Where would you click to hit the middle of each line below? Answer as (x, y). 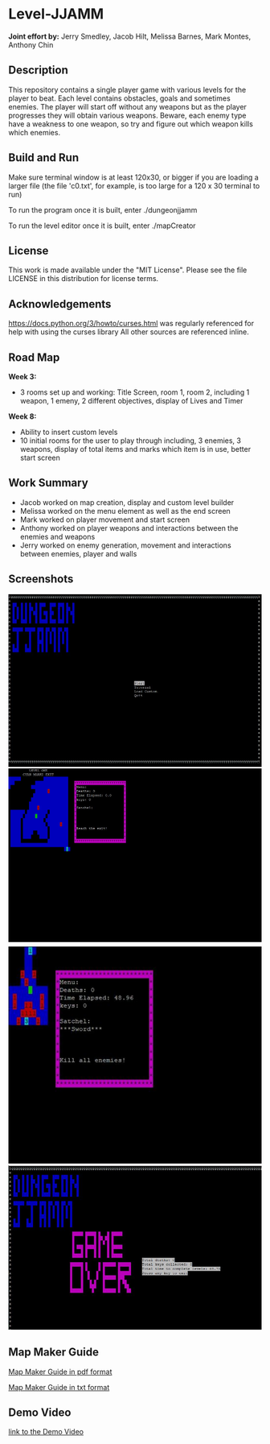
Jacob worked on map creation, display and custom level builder (127, 502)
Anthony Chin (31, 44)
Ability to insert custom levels (69, 432)
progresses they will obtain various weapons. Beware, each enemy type (127, 115)
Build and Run (43, 158)
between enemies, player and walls (78, 553)
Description (38, 70)
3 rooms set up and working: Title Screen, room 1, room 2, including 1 (135, 392)
